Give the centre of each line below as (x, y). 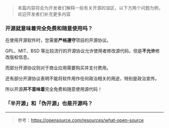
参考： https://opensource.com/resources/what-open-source (81, 120)
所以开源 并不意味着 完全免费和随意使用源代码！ (54, 89)
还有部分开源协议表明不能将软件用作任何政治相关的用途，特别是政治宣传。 (82, 79)
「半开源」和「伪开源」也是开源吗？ (49, 103)
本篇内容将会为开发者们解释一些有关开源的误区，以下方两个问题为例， (90, 8)
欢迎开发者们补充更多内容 (44, 14)
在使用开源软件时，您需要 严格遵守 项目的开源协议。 (58, 40)
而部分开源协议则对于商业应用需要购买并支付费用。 (58, 68)
